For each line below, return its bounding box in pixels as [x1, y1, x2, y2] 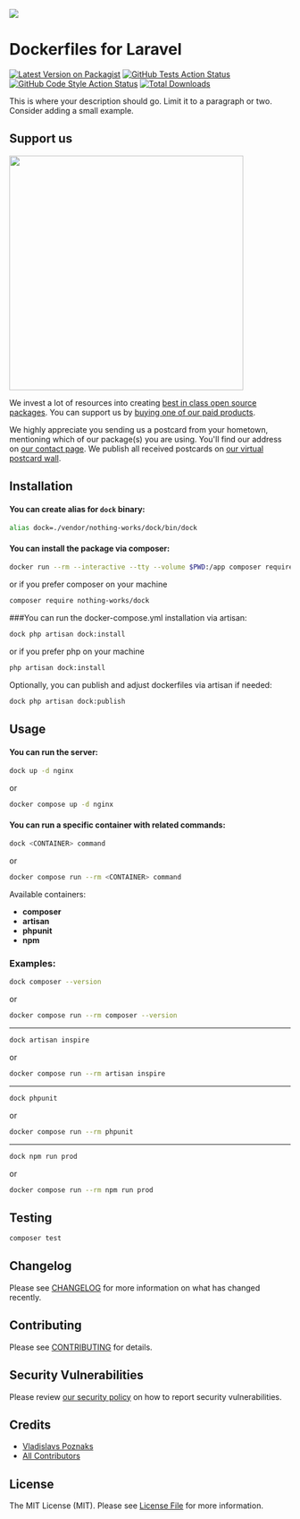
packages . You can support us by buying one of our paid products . [9, 407, 256, 417]
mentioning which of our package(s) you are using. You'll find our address [9, 433, 282, 444]
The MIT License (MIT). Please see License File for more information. [9, 1500, 263, 1511]
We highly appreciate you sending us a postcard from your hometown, [9, 424, 269, 434]
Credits [9, 1417, 52, 1432]
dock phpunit [9, 1094, 58, 1103]
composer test [9, 1234, 62, 1243]
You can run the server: [9, 746, 98, 757]
